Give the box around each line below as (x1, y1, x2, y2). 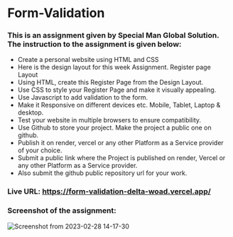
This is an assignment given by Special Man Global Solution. (7, 31, 220, 41)
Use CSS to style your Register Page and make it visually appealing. (17, 85, 217, 94)
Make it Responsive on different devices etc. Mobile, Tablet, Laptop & (17, 101, 221, 110)
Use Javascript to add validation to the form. (17, 93, 148, 102)
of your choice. (17, 146, 63, 154)
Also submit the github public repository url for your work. (17, 169, 188, 177)
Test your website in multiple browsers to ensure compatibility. (17, 116, 201, 125)
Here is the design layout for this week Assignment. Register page (17, 63, 211, 72)
